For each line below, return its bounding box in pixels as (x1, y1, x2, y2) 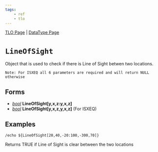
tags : (5, 7, 16, 12)
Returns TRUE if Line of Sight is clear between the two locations (5, 141, 134, 147)
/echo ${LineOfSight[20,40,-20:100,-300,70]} (5, 133, 99, 138)
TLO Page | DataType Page (5, 30, 59, 36)
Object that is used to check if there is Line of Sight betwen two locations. (5, 61, 154, 67)
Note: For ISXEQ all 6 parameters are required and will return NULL (5, 70, 150, 76)
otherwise (5, 75, 25, 79)
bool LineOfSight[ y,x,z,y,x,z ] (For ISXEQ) (12, 106, 97, 112)
